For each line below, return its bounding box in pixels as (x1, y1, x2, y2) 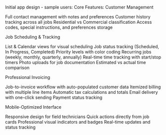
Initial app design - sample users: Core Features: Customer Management (5, 4, 154, 10)
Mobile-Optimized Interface (5, 104, 62, 110)
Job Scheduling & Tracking (5, 34, 60, 40)
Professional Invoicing (5, 74, 51, 80)
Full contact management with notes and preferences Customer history (5, 14, 151, 19)
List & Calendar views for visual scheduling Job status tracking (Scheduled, (5, 44, 160, 49)
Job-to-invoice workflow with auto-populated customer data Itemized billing (5, 84, 161, 90)
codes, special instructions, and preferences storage (5, 24, 113, 30)
